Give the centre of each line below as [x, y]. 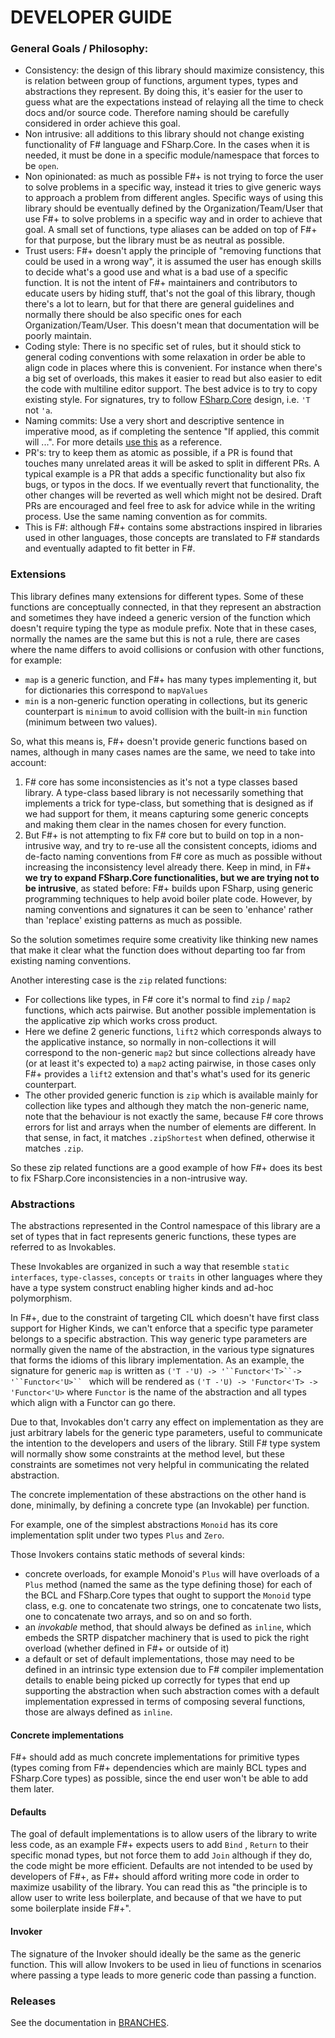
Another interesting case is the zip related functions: [119, 980]
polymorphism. [41, 1298]
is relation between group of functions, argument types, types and [161, 81]
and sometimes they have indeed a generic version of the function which [161, 617]
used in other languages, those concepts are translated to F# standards [172, 538]
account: [28, 762]
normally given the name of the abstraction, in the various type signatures [162, 1350]
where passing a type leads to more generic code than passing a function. [163, 1975]
